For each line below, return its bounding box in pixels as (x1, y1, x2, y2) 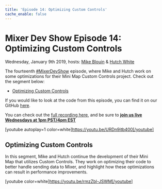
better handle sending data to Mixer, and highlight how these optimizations (5, 164, 154, 170)
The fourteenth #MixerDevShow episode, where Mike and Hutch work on (5, 69, 151, 74)
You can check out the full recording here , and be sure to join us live (5, 112, 142, 118)
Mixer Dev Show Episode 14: (5, 33, 122, 44)
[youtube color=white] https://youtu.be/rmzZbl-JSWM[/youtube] (5, 178, 133, 185)
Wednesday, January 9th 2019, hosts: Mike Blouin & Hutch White (5, 59, 135, 65)
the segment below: (5, 79, 45, 85)
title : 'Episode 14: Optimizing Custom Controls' (5, 7, 108, 12)
